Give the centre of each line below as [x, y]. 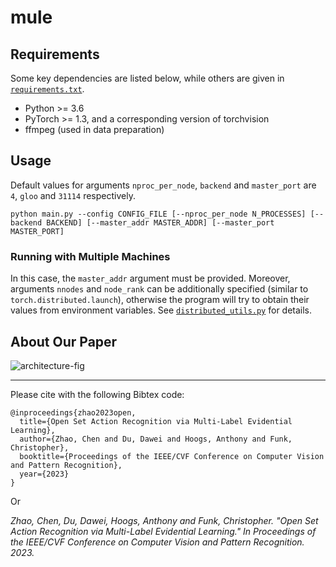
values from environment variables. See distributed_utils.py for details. [161, 310]
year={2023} [44, 474]
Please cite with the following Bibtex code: [97, 394]
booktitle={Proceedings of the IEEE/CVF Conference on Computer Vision [172, 456]
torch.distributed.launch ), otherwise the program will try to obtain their [160, 300]
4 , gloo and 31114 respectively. [73, 195]
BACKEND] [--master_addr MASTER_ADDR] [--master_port [160, 222]
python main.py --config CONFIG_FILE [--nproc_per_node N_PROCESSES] [158, 214]
